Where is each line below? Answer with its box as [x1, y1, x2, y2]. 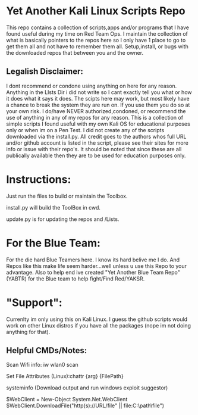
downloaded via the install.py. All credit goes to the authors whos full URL [6, 133, 187, 140]
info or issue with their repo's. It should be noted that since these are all [6, 145, 182, 152]
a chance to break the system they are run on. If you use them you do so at [6, 101, 190, 108]
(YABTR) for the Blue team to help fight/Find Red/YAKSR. [6, 275, 145, 282]
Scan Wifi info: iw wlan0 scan [6, 361, 78, 369]
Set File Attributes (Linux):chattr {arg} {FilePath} [6, 373, 124, 380]
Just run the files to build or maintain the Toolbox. [6, 192, 128, 199]
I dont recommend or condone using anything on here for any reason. [6, 82, 177, 89]
